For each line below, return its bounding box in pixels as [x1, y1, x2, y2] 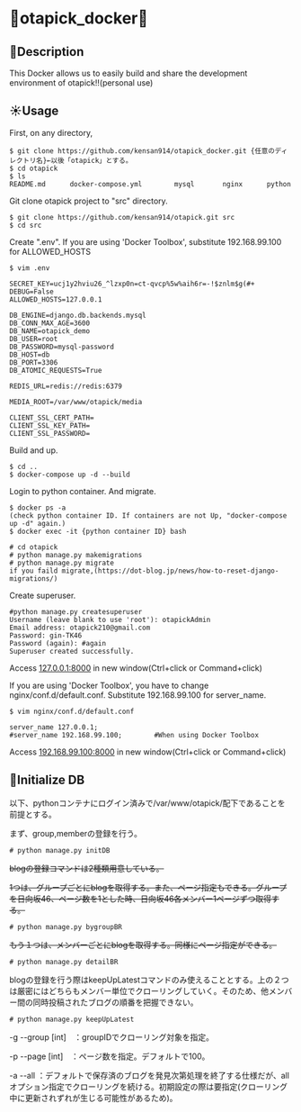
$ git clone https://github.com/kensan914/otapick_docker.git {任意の [9, 146, 276, 156]
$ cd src [9, 221, 42, 230]
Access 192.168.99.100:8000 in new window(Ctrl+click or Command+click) [9, 746, 287, 757]
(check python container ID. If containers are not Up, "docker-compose [9, 511, 288, 520]
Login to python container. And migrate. [9, 485, 156, 496]
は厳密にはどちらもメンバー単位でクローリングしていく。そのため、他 [9, 985, 270, 996]
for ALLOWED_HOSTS [9, 246, 92, 257]
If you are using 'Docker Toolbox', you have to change [9, 680, 209, 691]
